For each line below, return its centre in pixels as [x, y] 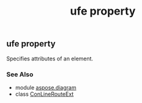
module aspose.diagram [46, 87]
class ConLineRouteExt [44, 94]
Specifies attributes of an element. [50, 59]
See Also [20, 74]
